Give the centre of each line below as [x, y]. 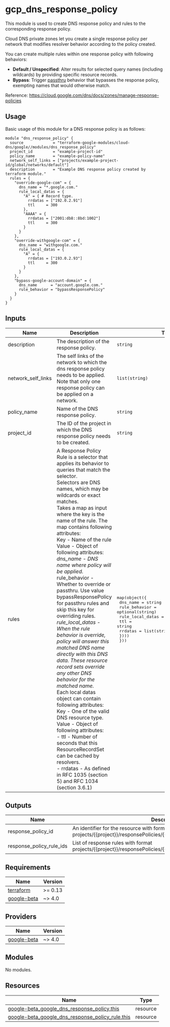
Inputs [16, 319]
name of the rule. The [82, 521]
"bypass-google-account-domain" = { [53, 281]
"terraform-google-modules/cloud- [94, 143]
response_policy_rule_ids [38, 846]
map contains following [84, 527]
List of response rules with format [113, 843]
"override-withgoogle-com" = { [47, 240]
